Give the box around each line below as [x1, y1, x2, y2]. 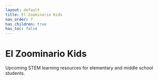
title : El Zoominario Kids [5, 12, 63, 17]
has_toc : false [5, 26, 38, 31]
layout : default [5, 7, 40, 13]
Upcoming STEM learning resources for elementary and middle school [5, 65, 153, 71]
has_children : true [5, 21, 47, 27]
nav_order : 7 [5, 17, 33, 22]
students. [5, 70, 25, 76]
